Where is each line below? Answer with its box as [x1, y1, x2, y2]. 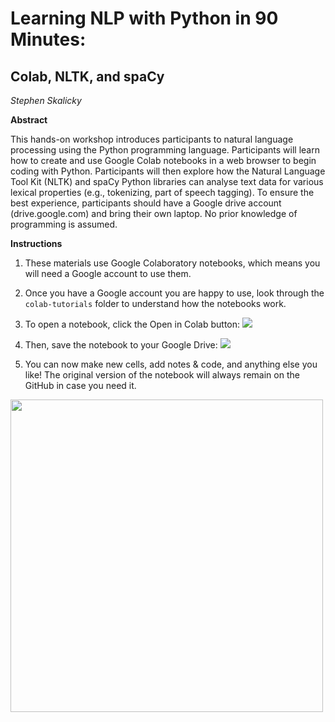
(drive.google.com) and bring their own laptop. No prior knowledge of [10, 208, 298, 219]
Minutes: [10, 28, 87, 51]
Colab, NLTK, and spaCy [10, 68, 165, 85]
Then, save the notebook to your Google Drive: [24, 339, 218, 351]
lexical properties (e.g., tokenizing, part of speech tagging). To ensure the [10, 187, 315, 198]
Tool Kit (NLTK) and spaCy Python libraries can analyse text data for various [10, 176, 324, 187]
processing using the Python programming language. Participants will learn [10, 144, 320, 156]
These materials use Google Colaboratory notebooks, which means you [24, 257, 321, 269]
